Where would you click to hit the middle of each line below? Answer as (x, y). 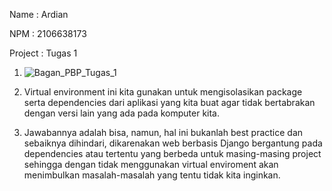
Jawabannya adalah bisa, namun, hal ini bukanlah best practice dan (163, 132)
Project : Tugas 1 (43, 53)
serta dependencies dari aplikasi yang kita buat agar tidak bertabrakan (169, 102)
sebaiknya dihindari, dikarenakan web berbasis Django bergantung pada (173, 143)
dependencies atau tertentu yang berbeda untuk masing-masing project (172, 153)
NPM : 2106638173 (48, 33)
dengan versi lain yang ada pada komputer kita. (121, 113)
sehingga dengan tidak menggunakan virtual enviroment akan (151, 164)
